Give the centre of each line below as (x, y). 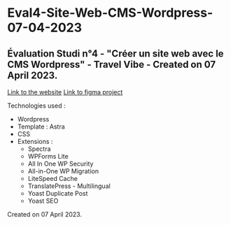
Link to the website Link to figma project (65, 92)
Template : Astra (41, 126)
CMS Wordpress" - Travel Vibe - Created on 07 (111, 64)
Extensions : (35, 141)
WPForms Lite (48, 156)
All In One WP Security (61, 164)
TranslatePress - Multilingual (69, 186)
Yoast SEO (43, 201)
